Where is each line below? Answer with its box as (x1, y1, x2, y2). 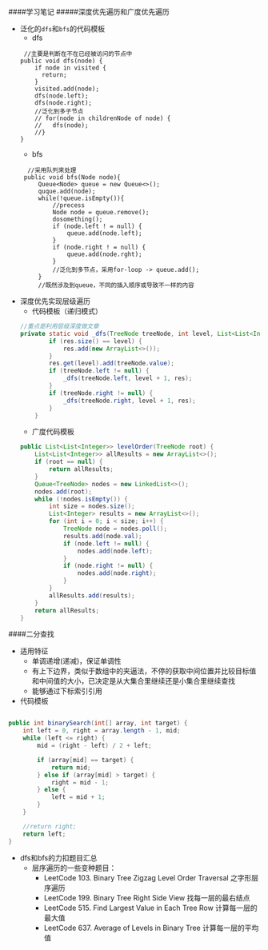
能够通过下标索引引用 (31, 686, 102, 696)
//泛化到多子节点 (34, 107, 84, 115)
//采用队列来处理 (27, 166, 77, 174)
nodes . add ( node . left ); (77, 547, 154, 555)
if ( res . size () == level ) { (49, 337, 142, 345)
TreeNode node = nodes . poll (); (62, 525, 168, 533)
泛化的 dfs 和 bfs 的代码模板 (19, 24, 106, 34)
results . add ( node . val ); (62, 532, 142, 540)
